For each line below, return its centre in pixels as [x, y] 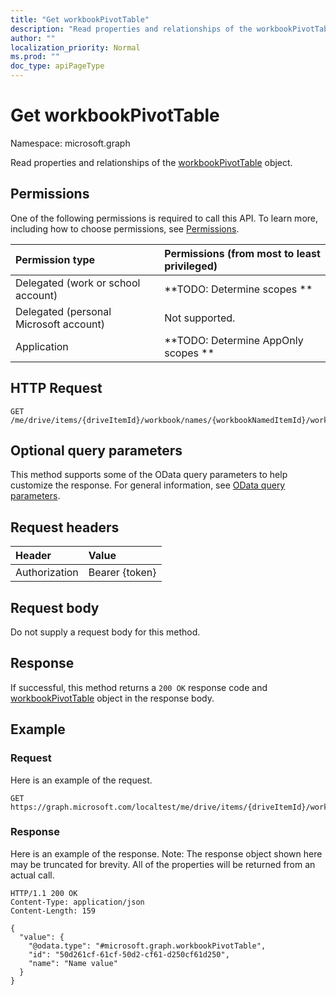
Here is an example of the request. [81, 780]
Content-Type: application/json [77, 902]
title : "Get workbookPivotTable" [80, 19]
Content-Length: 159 [53, 911]
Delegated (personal [63, 311]
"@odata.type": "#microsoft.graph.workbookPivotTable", [147, 946]
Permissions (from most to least [242, 253]
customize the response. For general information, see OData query [148, 485]
